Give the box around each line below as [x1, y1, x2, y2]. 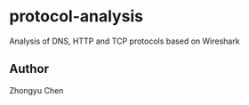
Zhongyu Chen [9, 85, 64, 95]
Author [9, 61, 49, 77]
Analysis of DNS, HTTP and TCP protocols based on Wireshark [9, 36, 240, 46]
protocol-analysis [9, 6, 144, 27]
